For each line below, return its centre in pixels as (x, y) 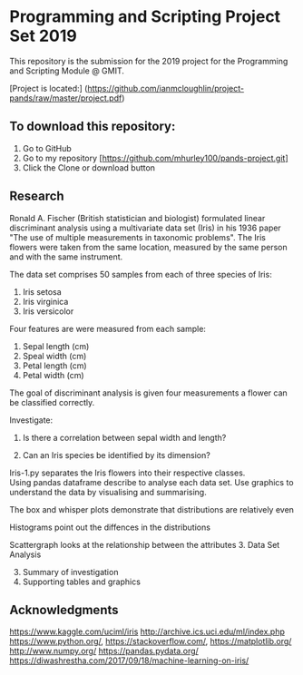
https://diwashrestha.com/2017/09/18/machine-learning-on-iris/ (129, 660)
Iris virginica (45, 301)
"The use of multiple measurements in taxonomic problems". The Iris (137, 237)
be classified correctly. (52, 402)
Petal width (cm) (53, 375)
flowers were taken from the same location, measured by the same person (148, 247)
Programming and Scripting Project (145, 17)
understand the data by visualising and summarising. (108, 492)
